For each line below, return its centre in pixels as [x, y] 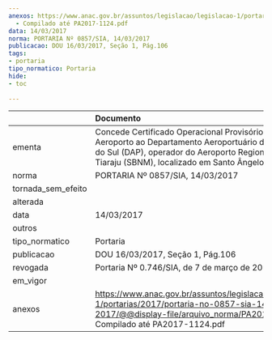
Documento [118, 118]
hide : [17, 76]
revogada [30, 268]
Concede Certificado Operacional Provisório [179, 132]
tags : [17, 53]
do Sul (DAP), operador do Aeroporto [166, 152]
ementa [27, 147]
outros [25, 228]
